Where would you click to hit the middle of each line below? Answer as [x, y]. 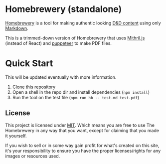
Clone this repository [34, 87]
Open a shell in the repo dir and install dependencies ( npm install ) [81, 92]
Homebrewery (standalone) [64, 9]
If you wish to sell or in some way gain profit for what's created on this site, [82, 145]
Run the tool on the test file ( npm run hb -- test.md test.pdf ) [76, 97]
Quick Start [29, 64]
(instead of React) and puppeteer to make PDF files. [59, 43]
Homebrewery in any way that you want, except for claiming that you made [82, 130]
